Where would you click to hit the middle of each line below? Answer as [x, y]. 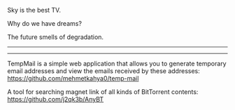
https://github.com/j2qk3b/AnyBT [56, 99]
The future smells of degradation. [55, 37]
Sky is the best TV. [34, 10]
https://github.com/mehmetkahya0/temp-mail [73, 78]
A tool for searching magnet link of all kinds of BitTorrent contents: [103, 92]
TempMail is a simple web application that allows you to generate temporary [117, 63]
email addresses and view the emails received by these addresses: [104, 71]
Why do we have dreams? [45, 23]
